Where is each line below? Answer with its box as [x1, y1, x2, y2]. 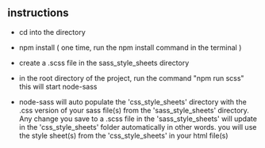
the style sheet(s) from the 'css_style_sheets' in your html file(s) [18, 131, 229, 140]
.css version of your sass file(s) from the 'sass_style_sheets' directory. [18, 105, 249, 115]
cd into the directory [18, 27, 86, 36]
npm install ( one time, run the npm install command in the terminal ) [18, 43, 242, 52]
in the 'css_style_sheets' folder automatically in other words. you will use [18, 122, 257, 131]
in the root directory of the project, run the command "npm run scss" [18, 73, 244, 82]
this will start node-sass [18, 82, 98, 91]
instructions [7, 6, 69, 20]
